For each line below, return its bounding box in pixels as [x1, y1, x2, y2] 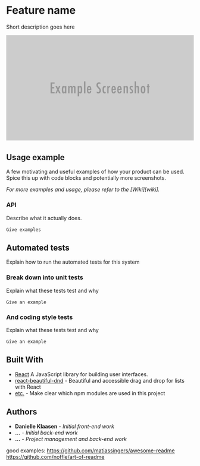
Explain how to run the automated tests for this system [6, 258, 140, 265]
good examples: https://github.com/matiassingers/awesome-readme [6, 447, 175, 454]
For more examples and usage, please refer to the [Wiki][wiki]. [6, 186, 160, 193]
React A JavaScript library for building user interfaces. [14, 370, 148, 378]
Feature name [6, 4, 76, 17]
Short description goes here [6, 23, 75, 30]
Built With [6, 355, 43, 365]
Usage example [6, 152, 65, 162]
